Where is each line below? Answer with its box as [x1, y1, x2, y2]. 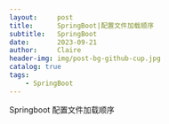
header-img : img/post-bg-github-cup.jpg [9, 54, 162, 63]
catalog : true [9, 63, 62, 72]
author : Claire [9, 46, 82, 55]
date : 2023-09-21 [9, 37, 98, 47]
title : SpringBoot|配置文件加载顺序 [9, 21, 154, 30]
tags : [9, 71, 29, 80]
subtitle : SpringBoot [9, 29, 98, 38]
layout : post [9, 12, 74, 22]
